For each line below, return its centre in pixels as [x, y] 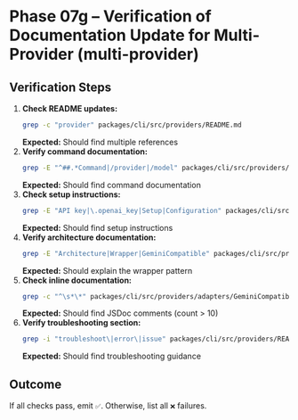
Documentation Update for [110, 35]
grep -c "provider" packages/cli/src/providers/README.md [132, 125]
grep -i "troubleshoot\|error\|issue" [94, 339]
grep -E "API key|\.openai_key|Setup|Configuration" [122, 210]
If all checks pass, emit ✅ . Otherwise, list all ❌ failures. [108, 406]
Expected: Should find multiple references [100, 142]
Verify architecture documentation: [89, 237]
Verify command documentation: [85, 151]
